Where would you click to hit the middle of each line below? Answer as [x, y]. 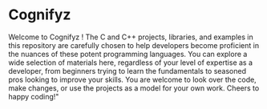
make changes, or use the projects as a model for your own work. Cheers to [134, 88]
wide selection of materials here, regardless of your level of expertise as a [131, 63]
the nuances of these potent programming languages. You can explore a [128, 54]
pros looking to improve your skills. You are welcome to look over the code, [132, 79]
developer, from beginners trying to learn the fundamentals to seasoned [127, 71]
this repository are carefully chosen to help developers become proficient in [133, 45]
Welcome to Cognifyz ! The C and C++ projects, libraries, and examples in [131, 37]
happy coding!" [34, 96]
